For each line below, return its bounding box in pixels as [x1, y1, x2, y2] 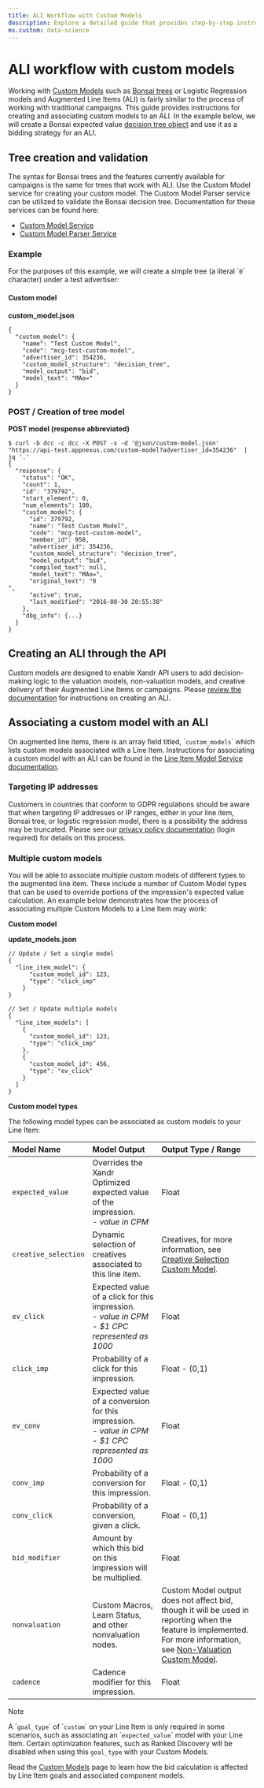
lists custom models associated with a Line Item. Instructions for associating [8, 745, 255, 754]
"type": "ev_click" [28, 1067, 93, 1075]
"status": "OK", [22, 474, 76, 482]
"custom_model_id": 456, [28, 1060, 111, 1068]
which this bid [92, 1543, 144, 1554]
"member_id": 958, [28, 535, 90, 544]
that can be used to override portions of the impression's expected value [8, 888, 244, 897]
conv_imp [12, 1479, 45, 1488]
